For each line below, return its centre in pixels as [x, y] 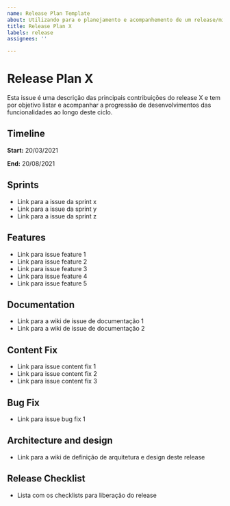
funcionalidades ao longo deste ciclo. [60, 112]
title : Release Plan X [39, 26]
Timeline [26, 134]
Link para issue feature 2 [52, 262]
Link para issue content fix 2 [57, 374]
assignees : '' [27, 39]
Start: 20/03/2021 [33, 150]
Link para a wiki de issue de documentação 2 [81, 329]
